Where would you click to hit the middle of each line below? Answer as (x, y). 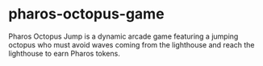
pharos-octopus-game (86, 14)
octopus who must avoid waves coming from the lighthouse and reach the (132, 44)
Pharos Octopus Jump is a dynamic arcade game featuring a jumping (123, 36)
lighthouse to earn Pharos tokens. (65, 53)
